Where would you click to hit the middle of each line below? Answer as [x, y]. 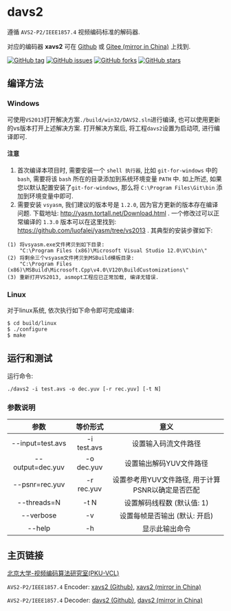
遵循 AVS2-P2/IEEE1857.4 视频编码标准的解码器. [74, 32]
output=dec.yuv [39, 467]
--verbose [39, 515]
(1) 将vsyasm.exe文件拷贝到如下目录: [56, 245]
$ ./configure [27, 330]
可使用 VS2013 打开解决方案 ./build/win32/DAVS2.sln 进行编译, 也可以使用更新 [114, 119]
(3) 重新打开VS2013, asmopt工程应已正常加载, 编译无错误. [83, 277]
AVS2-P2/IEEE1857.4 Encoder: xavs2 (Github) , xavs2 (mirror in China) [104, 587]
